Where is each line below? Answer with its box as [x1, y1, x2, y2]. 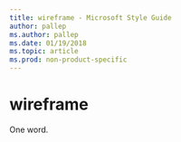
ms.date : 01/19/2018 [9, 38, 88, 48]
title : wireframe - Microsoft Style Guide [9, 13, 172, 23]
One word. [9, 124, 49, 135]
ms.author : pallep [9, 30, 79, 39]
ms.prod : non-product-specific [9, 55, 128, 64]
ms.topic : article [9, 47, 79, 56]
